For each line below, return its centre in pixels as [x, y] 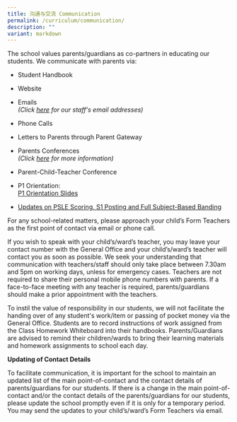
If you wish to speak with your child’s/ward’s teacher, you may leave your [114, 242]
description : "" [31, 27]
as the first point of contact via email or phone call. [81, 228]
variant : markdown [34, 34]
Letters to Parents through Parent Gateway [80, 137]
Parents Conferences [48, 151]
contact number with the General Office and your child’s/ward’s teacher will [117, 250]
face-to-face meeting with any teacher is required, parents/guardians [109, 287]
